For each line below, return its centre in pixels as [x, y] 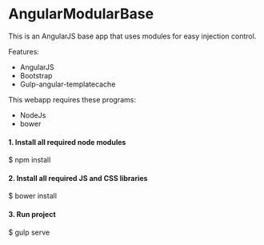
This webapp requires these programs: [72, 99]
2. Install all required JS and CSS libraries [78, 178]
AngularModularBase [81, 14]
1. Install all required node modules [67, 142]
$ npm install [30, 160]
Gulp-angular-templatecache [68, 84]
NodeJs [33, 115]
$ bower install [33, 196]
